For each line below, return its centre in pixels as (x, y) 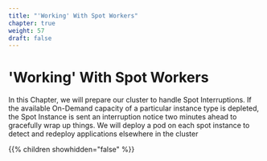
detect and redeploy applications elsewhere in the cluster (103, 134)
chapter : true (32, 23)
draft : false (30, 38)
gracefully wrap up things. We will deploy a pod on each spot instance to (129, 126)
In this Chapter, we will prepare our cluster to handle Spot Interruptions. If (130, 100)
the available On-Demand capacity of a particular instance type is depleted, (134, 108)
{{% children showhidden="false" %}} (72, 150)
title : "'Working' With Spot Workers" (73, 16)
